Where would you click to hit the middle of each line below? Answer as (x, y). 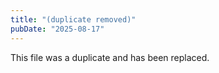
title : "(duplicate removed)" (73, 19)
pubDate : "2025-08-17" (57, 29)
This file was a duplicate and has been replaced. (110, 57)
